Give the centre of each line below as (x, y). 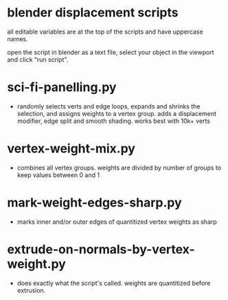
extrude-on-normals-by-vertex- (101, 249)
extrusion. (31, 290)
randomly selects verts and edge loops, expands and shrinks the (109, 106)
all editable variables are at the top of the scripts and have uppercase (105, 32)
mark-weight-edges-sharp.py (94, 203)
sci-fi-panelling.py (62, 88)
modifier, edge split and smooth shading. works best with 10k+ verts (114, 121)
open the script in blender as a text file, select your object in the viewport (111, 52)
